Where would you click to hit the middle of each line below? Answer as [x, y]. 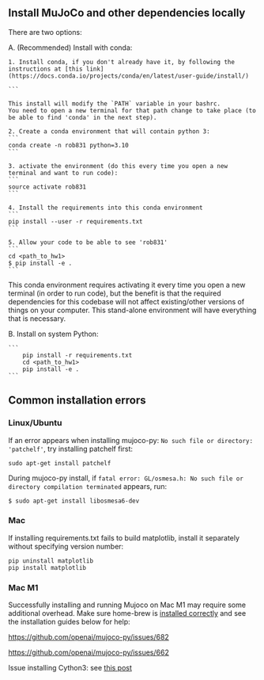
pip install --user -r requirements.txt [76, 221]
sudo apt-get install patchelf [60, 463]
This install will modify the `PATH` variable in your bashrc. [115, 103]
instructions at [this [45, 69]
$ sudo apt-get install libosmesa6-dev [74, 501]
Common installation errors [77, 401]
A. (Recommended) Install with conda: [70, 48]
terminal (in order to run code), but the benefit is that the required [115, 293]
